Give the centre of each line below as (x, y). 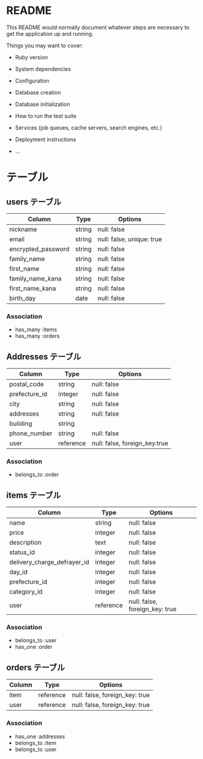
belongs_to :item (36, 743)
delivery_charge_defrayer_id (49, 562)
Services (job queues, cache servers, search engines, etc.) (89, 127)
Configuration (32, 81)
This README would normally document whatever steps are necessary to (98, 27)
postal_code (27, 384)
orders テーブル (36, 667)
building (21, 423)
